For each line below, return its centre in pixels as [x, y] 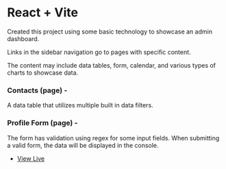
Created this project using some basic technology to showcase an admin [110, 31]
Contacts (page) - [37, 90]
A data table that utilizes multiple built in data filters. [80, 105]
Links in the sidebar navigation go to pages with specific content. [99, 52]
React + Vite [43, 13]
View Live [31, 158]
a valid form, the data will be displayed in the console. [83, 145]
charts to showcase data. [43, 73]
